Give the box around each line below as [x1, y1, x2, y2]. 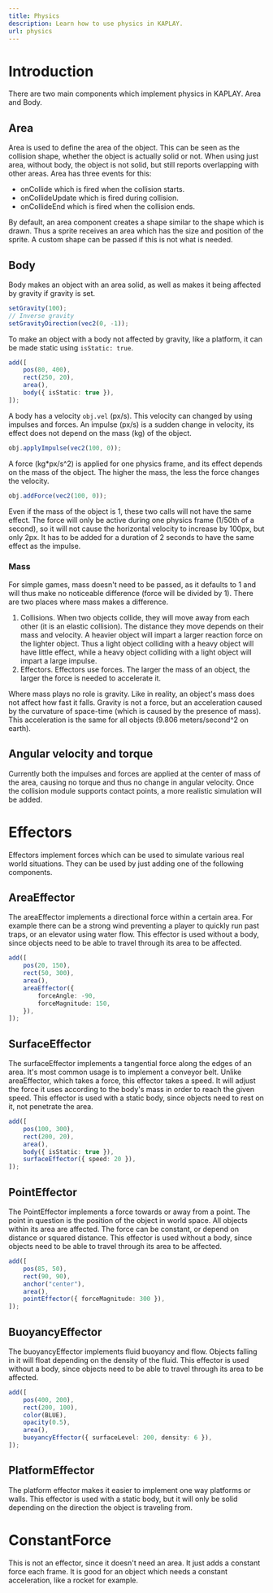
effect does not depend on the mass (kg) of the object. [8, 428, 193, 437]
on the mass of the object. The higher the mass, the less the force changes [8, 467, 260, 477]
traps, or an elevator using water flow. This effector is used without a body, [8, 929, 260, 939]
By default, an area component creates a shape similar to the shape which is [8, 217, 264, 228]
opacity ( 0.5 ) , [23, 1418, 71, 1427]
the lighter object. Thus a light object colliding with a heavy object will [19, 638, 254, 648]
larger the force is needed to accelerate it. [19, 672, 161, 683]
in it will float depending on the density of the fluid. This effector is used [8, 1355, 249, 1364]
